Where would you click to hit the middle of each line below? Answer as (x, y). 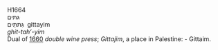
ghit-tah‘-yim (26, 32)
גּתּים (13, 17)
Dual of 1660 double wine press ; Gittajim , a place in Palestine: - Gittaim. (109, 39)
